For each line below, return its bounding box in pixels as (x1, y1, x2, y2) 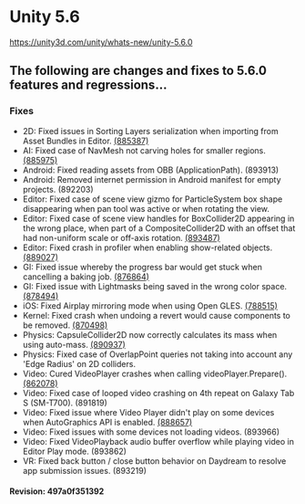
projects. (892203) (22, 184, 94, 194)
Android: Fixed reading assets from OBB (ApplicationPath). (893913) (22, 164, 280, 175)
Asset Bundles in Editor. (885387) (22, 135, 149, 146)
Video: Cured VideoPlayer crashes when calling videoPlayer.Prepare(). (22, 368, 288, 379)
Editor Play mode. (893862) (22, 446, 127, 457)
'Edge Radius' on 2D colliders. (22, 358, 137, 369)
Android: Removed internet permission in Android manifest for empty (22, 173, 281, 184)
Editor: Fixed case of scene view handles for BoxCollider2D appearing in (22, 213, 295, 224)
